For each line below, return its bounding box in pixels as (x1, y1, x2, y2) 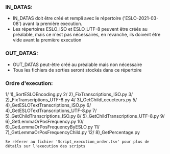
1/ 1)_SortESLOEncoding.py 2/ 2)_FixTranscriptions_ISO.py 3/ (5, 91, 133, 97)
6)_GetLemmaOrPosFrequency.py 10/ (5, 118, 84, 124)
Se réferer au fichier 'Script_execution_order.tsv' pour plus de (5, 139, 150, 144)
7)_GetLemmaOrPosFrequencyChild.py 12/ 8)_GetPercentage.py (5, 129, 140, 135)
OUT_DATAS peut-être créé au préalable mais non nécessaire (12, 61, 142, 68)
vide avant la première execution (12, 37, 82, 43)
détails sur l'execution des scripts (5, 143, 86, 149)
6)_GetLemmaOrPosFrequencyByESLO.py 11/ (5, 124, 100, 130)
